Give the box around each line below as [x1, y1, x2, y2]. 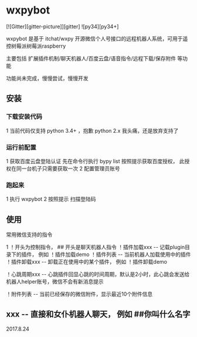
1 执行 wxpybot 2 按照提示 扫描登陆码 [6, 196, 96, 203]
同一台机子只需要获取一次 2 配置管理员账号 [16, 165, 120, 172]
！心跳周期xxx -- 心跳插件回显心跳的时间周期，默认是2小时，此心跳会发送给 [6, 271, 190, 278]
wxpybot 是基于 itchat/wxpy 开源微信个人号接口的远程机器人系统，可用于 [6, 35, 183, 42]
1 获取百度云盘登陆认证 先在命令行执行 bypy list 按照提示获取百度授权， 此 [6, 157, 185, 164]
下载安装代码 [6, 113, 43, 121]
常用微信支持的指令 [6, 231, 53, 238]
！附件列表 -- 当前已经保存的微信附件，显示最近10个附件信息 [6, 291, 153, 298]
